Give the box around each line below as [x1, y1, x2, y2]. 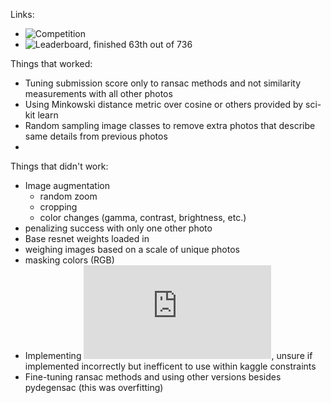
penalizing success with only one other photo [24, 222, 213, 234]
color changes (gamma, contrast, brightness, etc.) [39, 212, 247, 223]
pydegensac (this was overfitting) [24, 382, 164, 393]
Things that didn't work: [10, 160, 109, 172]
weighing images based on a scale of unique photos [24, 244, 240, 255]
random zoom [39, 190, 98, 202]
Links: [10, 9, 35, 20]
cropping [39, 201, 78, 213]
